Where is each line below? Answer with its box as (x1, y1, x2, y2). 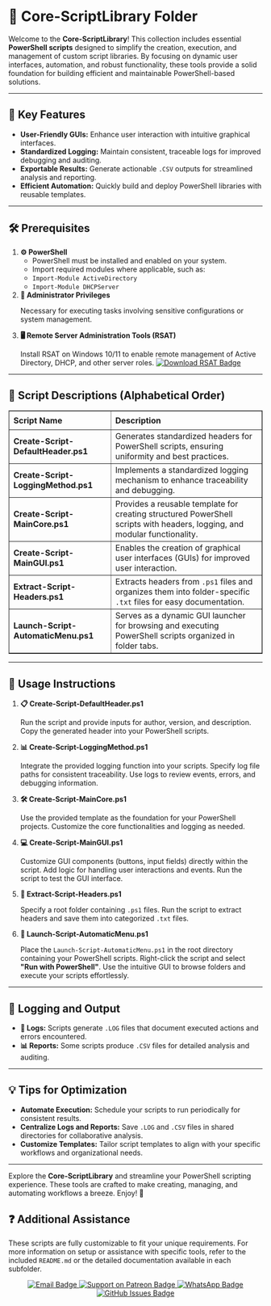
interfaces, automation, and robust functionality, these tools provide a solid (8, 60, 257, 70)
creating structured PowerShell (115, 508, 233, 520)
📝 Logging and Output (8, 1001, 121, 1015)
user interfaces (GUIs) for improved (115, 553, 250, 564)
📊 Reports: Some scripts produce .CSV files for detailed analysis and (19, 1041, 250, 1050)
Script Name (13, 415, 63, 427)
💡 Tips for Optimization (8, 1083, 127, 1097)
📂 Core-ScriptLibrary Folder (8, 7, 198, 26)
